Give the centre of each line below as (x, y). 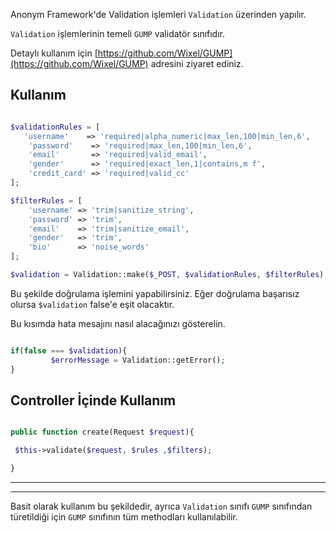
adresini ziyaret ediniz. (197, 63)
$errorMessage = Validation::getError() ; (138, 360)
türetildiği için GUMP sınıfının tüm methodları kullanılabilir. (124, 517)
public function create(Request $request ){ (102, 432)
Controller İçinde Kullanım (93, 400)
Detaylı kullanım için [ (54, 53)
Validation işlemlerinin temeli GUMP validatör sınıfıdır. (118, 33)
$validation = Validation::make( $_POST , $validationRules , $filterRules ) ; (169, 275)
